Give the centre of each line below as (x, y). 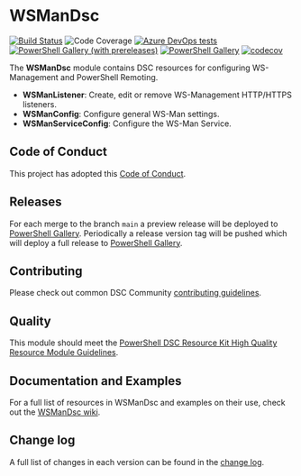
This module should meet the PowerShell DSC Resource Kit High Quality (143, 343)
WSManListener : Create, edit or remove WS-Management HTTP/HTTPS (157, 95)
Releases (36, 202)
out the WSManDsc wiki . (55, 412)
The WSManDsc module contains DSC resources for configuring (130, 68)
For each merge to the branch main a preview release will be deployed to (144, 224)
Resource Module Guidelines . (64, 352)
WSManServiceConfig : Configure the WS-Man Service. (127, 124)
